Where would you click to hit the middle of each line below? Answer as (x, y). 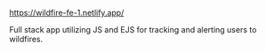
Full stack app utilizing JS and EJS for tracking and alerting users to (133, 29)
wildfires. (26, 39)
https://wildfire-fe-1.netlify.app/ (67, 13)
